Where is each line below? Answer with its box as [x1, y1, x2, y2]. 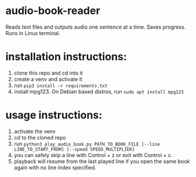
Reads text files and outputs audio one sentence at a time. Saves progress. [5, 23, 186, 30]
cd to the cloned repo [13, 134, 66, 141]
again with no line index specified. [13, 164, 97, 171]
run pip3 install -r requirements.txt [13, 82, 108, 89]
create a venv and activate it [13, 75, 82, 82]
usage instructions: [5, 109, 103, 122]
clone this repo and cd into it [13, 69, 83, 77]
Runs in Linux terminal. [5, 29, 61, 36]
